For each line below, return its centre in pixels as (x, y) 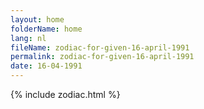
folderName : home (46, 29)
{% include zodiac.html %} (65, 94)
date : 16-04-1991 (46, 66)
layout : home (37, 19)
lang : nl (28, 38)
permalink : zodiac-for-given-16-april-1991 (102, 57)
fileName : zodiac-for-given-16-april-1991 (100, 47)
